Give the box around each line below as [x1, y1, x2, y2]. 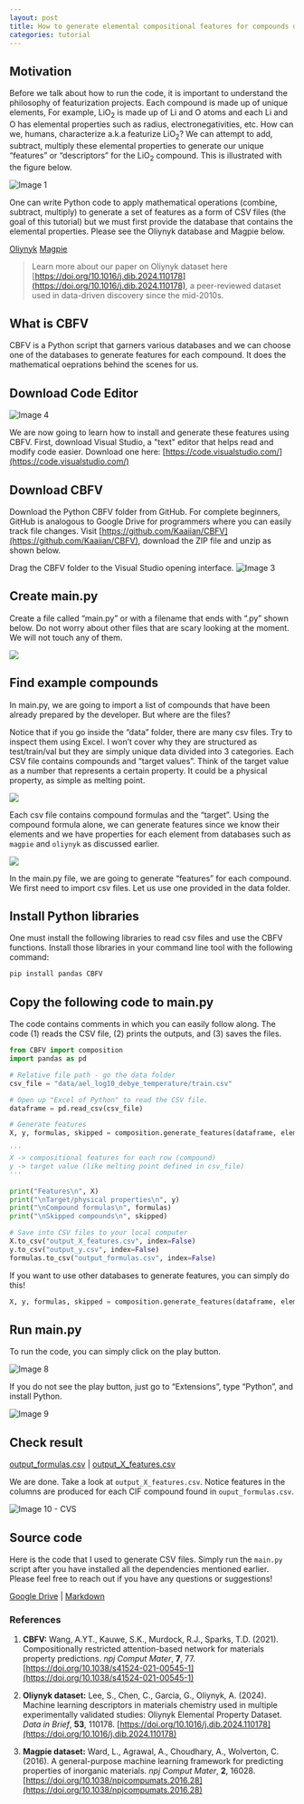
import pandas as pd [9, 1054, 88, 1063]
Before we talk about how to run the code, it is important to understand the [9, 88, 288, 99]
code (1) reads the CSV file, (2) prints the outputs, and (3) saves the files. [9, 1028, 282, 1039]
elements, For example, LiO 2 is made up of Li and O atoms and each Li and [9, 107, 288, 120]
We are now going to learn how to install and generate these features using [9, 427, 290, 438]
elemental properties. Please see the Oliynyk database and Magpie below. [9, 226, 286, 237]
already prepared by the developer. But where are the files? [9, 709, 231, 720]
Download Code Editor [9, 385, 138, 401]
